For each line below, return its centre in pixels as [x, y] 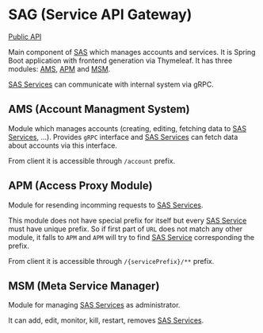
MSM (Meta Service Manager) [84, 286]
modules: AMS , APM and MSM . [59, 68]
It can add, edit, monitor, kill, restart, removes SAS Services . [106, 320]
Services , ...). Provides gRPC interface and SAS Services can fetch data [123, 137]
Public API [25, 37]
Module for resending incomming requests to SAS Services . [106, 205]
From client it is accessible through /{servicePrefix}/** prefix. [111, 261]
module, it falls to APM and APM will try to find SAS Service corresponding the [131, 237]
